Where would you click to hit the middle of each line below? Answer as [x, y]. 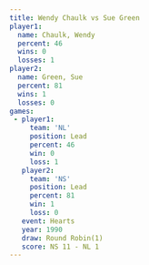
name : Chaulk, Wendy [56, 35]
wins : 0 [32, 52]
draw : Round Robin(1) [62, 238]
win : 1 [42, 204]
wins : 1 [32, 94]
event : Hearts [48, 221]
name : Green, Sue [50, 77]
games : [22, 111]
